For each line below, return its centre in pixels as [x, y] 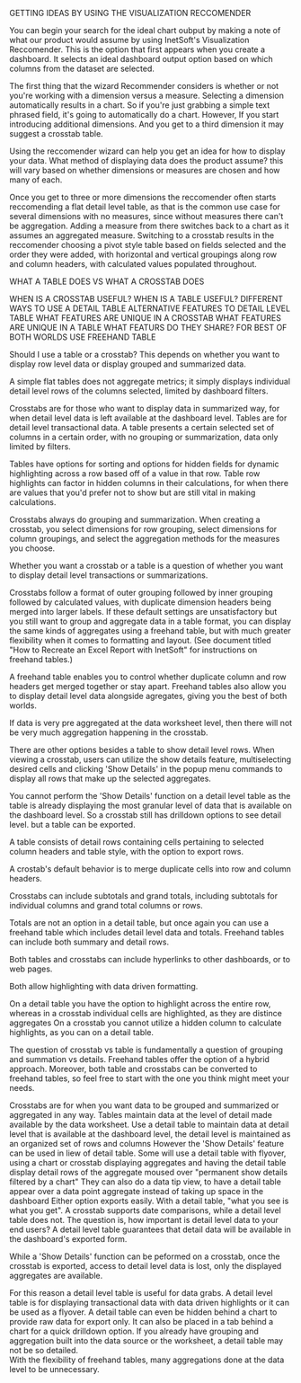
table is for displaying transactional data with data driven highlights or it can [150, 1303]
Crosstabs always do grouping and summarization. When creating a [135, 519]
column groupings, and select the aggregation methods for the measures [145, 539]
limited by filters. [40, 447]
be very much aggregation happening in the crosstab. [109, 732]
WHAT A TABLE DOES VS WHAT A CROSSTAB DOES [107, 281]
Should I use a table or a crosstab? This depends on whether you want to [145, 355]
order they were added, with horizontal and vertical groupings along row [143, 254]
